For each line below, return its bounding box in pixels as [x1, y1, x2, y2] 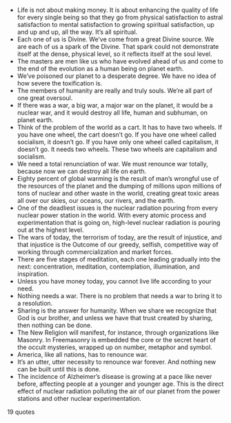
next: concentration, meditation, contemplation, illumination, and [17, 262, 200, 270]
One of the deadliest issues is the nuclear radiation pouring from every [17, 204, 219, 212]
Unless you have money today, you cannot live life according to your [17, 277, 212, 285]
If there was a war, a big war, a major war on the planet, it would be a [17, 101, 213, 109]
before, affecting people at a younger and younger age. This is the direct [17, 380, 224, 388]
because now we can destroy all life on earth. [17, 167, 147, 175]
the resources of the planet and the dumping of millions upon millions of [17, 182, 222, 190]
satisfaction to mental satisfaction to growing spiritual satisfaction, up [17, 21, 215, 28]
